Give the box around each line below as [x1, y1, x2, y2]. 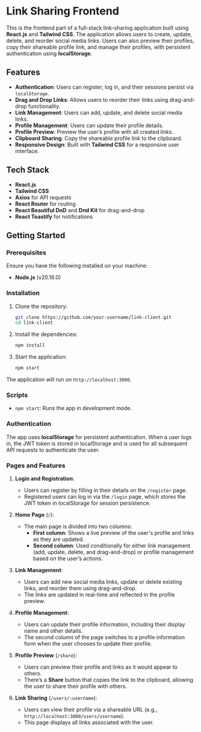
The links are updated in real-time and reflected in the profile [23, 591, 175, 598]
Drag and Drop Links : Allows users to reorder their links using [14, 96, 169, 103]
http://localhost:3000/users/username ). [23, 712, 125, 719]
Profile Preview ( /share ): [14, 651, 77, 658]
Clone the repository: [14, 303, 68, 310]
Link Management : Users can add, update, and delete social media [14, 109, 182, 116]
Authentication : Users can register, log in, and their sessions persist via [14, 83, 194, 90]
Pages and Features [6, 461, 66, 470]
